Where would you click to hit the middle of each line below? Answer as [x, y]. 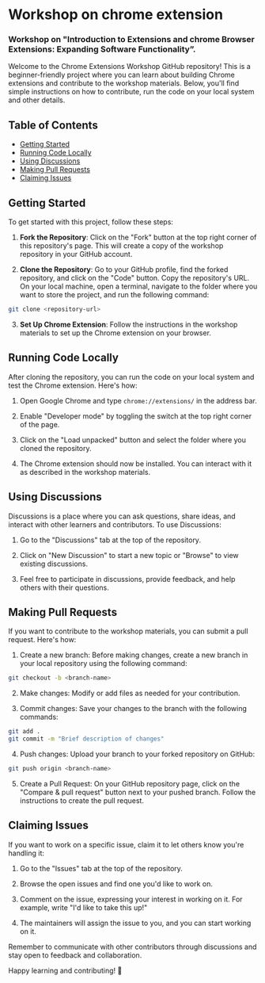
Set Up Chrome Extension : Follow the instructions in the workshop [129, 324]
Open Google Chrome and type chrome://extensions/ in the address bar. [138, 400]
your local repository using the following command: [103, 664]
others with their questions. [64, 587]
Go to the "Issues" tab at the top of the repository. [101, 868]
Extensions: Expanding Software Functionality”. [102, 49]
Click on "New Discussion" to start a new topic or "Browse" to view [129, 555]
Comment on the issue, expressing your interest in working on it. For [131, 899]
